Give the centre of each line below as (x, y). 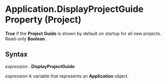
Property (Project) (43, 20)
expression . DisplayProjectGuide (40, 66)
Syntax (16, 54)
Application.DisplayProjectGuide (75, 9)
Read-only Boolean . (26, 39)
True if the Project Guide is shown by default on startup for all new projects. (83, 33)
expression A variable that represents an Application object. (67, 76)
